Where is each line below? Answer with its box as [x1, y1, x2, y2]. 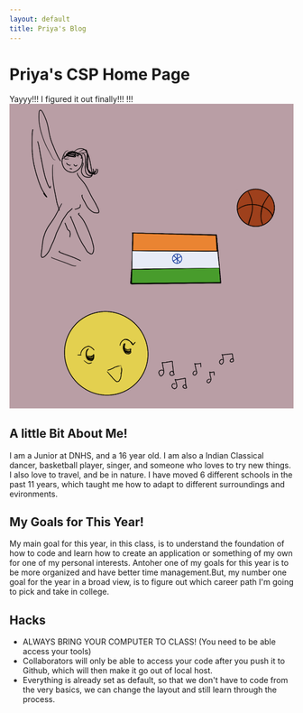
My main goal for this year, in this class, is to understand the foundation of [9, 538, 285, 550]
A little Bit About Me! [9, 426, 128, 441]
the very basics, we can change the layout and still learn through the [22, 684, 278, 695]
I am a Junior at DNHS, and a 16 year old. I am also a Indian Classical [9, 449, 264, 460]
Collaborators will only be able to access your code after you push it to [22, 655, 286, 667]
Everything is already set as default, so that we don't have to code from [22, 675, 289, 686]
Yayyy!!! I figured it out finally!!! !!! [9, 94, 133, 105]
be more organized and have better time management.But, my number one [9, 567, 287, 578]
